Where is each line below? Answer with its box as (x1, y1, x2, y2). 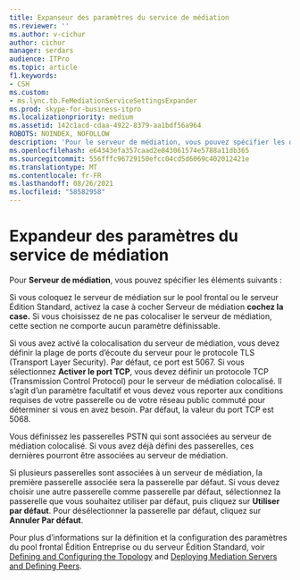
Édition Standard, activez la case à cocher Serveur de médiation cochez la (9, 301, 284, 312)
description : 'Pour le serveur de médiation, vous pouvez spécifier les (9, 138, 286, 147)
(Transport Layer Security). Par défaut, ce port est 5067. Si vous (9, 357, 246, 367)
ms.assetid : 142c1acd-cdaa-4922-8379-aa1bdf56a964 (9, 122, 202, 130)
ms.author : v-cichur (9, 29, 87, 38)
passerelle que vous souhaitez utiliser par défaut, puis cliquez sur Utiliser (9, 495, 280, 506)
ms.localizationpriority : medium (9, 113, 134, 122)
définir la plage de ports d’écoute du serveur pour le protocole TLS (9, 347, 255, 357)
